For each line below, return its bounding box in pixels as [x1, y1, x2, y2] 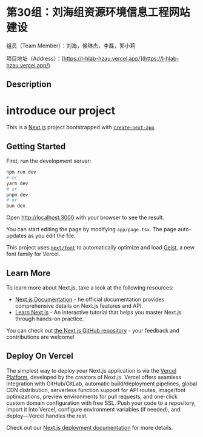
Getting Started [6, 141, 66, 152]
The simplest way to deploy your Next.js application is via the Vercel [6, 367, 177, 374]
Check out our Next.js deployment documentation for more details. [6, 424, 173, 431]
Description [6, 80, 52, 90]
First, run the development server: [6, 157, 92, 164]
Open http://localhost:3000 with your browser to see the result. [6, 214, 165, 222]
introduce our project [6, 104, 116, 117]
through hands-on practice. [15, 315, 84, 322]
